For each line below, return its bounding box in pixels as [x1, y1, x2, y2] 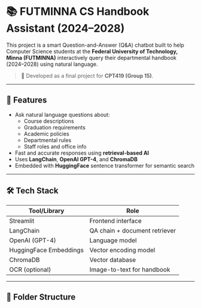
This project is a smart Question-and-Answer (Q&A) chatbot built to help [6, 41, 184, 49]
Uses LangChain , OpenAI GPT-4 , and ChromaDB [14, 155, 138, 162]
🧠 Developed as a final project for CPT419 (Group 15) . [20, 72, 154, 79]
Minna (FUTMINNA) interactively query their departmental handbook [6, 54, 177, 61]
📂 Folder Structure [6, 292, 76, 302]
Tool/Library [28, 206, 65, 215]
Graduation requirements [23, 123, 86, 131]
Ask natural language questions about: [14, 111, 110, 118]
